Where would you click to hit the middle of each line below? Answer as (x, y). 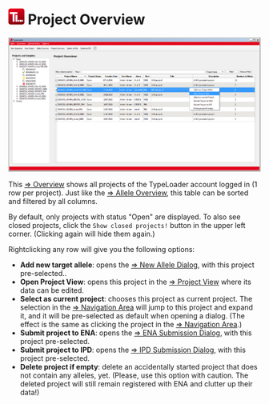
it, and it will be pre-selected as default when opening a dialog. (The (132, 315)
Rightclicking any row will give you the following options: (101, 249)
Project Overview (86, 20)
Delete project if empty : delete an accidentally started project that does (139, 366)
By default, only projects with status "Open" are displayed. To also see (124, 217)
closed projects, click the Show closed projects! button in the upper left (127, 225)
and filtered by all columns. (53, 201)
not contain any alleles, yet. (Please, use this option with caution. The (134, 375)
